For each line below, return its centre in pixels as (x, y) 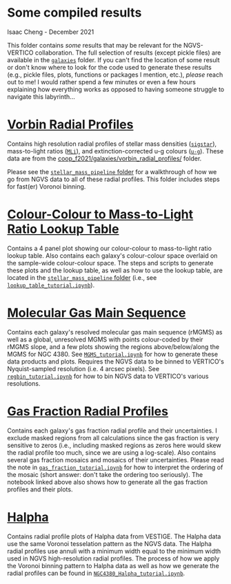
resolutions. (24, 383)
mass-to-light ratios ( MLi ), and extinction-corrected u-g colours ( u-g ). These (115, 151)
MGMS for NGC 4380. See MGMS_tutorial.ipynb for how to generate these (113, 354)
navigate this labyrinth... (41, 96)
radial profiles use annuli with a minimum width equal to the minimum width (114, 551)
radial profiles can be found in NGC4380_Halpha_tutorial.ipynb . (96, 573)
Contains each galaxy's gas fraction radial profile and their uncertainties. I (112, 431)
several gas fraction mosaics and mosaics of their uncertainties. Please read (115, 460)
